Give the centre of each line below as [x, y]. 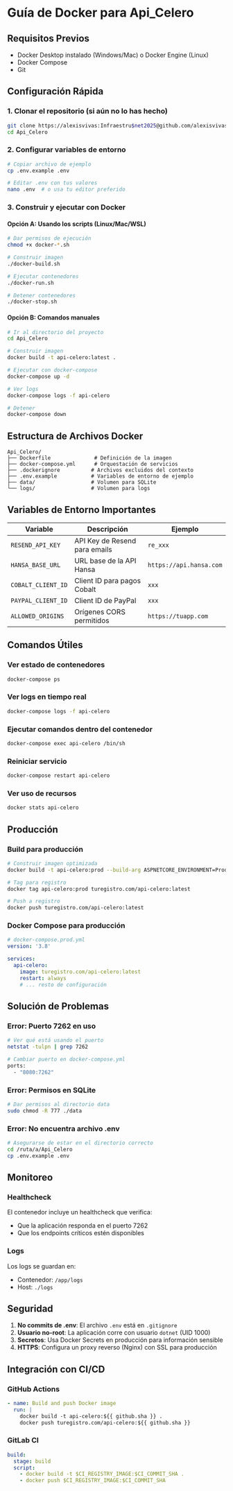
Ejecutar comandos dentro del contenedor [80, 729]
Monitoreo [30, 1177]
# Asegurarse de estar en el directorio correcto [80, 1143]
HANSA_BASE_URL [36, 565]
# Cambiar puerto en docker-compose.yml [67, 1059]
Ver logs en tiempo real [47, 697]
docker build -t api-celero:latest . [62, 358]
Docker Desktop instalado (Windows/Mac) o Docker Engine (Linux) [113, 55]
